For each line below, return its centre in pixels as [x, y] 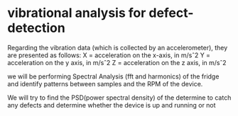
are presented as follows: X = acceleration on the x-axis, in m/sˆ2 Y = [109, 55]
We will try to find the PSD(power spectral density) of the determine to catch [119, 98]
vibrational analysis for [77, 13]
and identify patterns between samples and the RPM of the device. [105, 83]
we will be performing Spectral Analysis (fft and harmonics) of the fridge [113, 76]
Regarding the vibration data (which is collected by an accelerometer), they [118, 47]
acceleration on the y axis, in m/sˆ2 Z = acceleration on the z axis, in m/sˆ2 [117, 62]
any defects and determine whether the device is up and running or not [112, 105]
